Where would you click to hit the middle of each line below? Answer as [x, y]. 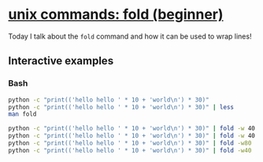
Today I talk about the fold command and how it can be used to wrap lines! [130, 36]
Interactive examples [61, 61]
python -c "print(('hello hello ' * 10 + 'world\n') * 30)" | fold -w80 [130, 143]
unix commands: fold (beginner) [116, 15]
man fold [22, 114]
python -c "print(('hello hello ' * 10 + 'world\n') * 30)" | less [121, 107]
